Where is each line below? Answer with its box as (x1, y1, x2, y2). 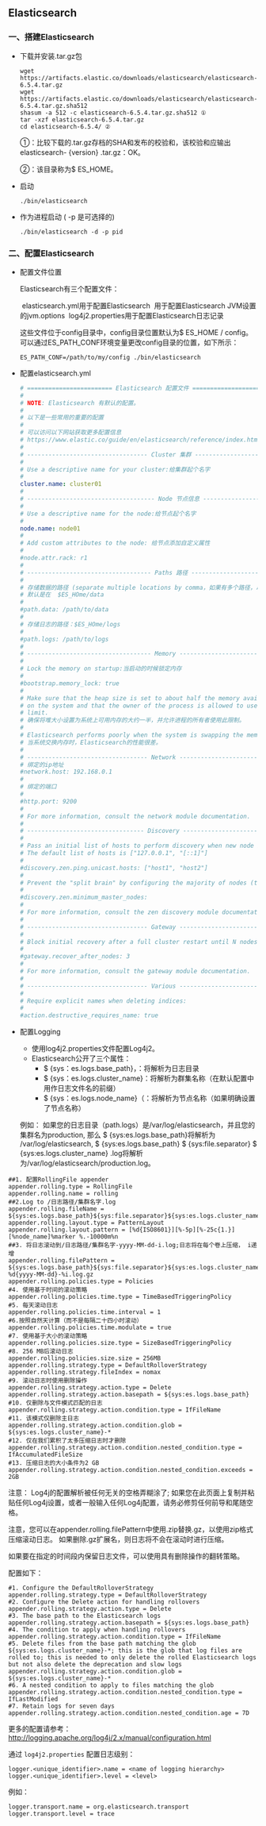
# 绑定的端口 (19, 783, 57, 791)
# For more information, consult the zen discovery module (19, 908, 219, 916)
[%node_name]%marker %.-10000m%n (8, 1233, 119, 1241)
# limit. (19, 709, 49, 717)
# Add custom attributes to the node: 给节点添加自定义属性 (19, 539, 211, 547)
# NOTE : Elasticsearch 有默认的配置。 (19, 399, 140, 407)
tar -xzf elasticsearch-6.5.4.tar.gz (19, 115, 145, 124)
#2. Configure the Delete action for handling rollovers (8, 1598, 200, 1606)
